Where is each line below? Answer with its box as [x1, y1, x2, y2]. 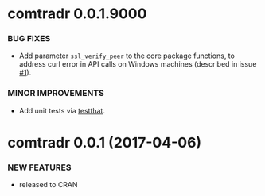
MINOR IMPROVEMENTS [7, 88, 104, 99]
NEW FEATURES [7, 162, 72, 173]
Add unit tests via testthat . [18, 106, 105, 115]
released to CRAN [18, 180, 78, 190]
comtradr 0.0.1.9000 [7, 5, 147, 23]
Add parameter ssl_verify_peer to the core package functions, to [18, 51, 236, 60]
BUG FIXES [7, 33, 51, 44]
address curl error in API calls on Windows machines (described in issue [18, 60, 257, 69]
